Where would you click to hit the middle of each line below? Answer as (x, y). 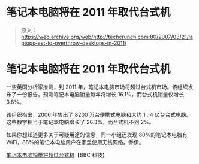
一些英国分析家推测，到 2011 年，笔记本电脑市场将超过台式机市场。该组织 (97, 87)
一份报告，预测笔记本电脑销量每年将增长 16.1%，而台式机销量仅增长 (100, 94)
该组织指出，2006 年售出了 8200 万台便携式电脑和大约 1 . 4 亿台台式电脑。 (99, 114)
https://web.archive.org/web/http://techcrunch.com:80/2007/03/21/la (107, 37)
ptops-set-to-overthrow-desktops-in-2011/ (74, 43)
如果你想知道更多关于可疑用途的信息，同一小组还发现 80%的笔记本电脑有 (97, 135)
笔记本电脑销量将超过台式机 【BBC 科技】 (57, 155)
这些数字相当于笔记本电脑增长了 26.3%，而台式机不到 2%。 (80, 122)
